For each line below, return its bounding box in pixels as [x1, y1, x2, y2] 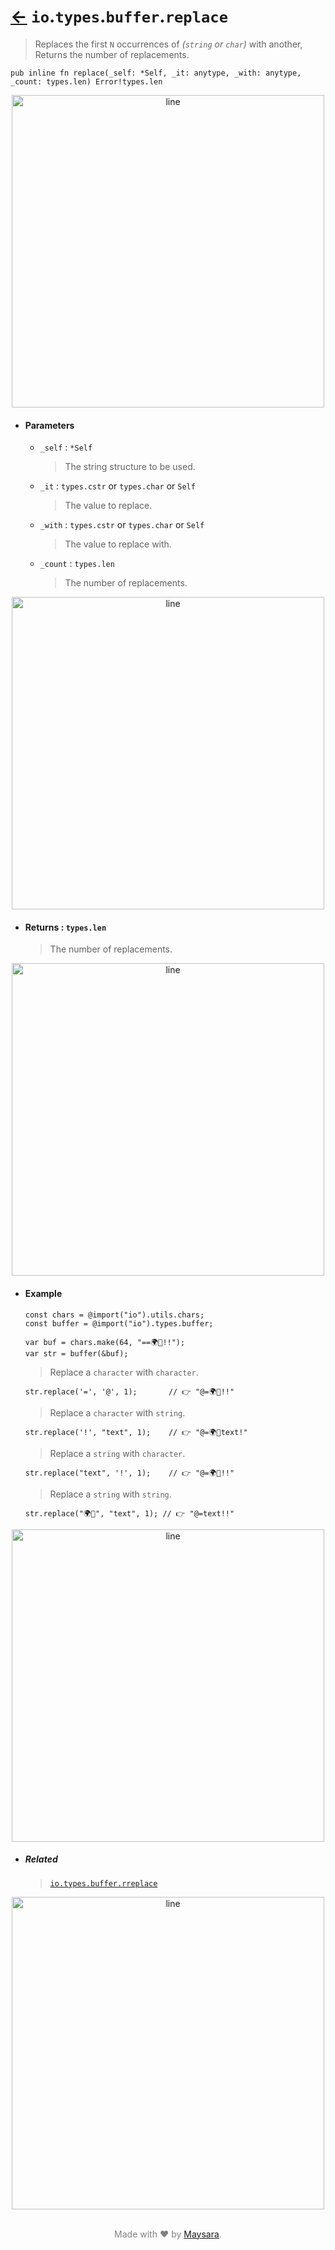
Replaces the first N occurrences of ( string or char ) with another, [34, 38, 303, 50]
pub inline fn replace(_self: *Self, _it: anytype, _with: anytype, [10, 68, 302, 78]
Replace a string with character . [49, 1447, 186, 1459]
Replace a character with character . [49, 1366, 199, 1378]
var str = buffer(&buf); [24, 1348, 129, 1359]
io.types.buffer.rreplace [49, 1878, 158, 1889]
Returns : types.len [24, 921, 107, 933]
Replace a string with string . [49, 1488, 172, 1500]
